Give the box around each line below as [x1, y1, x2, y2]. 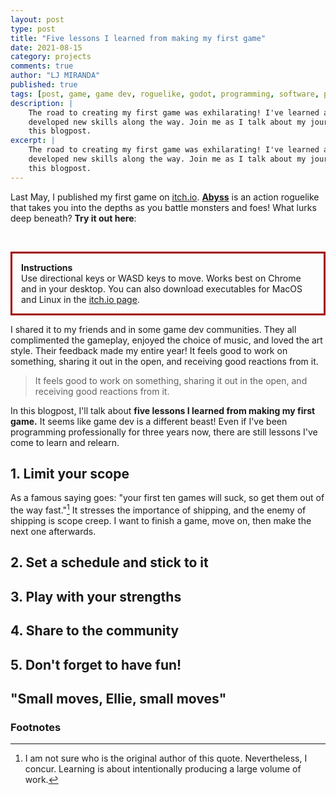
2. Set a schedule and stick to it [10, 554, 209, 571]
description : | [10, 98, 74, 108]
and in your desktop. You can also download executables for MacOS [21, 282, 303, 295]
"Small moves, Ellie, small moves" [10, 691, 227, 708]
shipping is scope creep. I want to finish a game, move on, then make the [10, 515, 312, 527]
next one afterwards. [10, 526, 97, 538]
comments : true [10, 61, 74, 71]
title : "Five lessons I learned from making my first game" [10, 33, 267, 43]
